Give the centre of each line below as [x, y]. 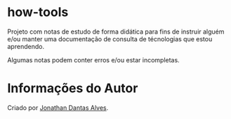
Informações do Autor [73, 89]
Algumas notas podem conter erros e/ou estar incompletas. [94, 59]
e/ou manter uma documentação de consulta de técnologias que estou [110, 38]
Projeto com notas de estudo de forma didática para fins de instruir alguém [116, 31]
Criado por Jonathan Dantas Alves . [58, 107]
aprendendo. [26, 46]
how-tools [38, 12]
